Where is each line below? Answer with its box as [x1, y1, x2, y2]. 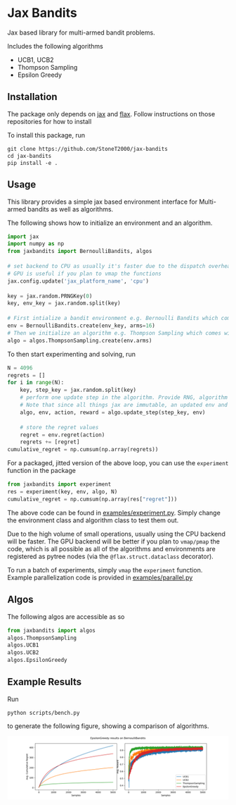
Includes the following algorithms [7, 42, 103, 50]
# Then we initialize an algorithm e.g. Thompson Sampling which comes [7, 329, 221, 336]
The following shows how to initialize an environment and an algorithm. [7, 219, 213, 227]
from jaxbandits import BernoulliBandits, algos [7, 248, 152, 255]
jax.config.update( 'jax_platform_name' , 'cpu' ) [7, 277, 150, 285]
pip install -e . [7, 159, 58, 166]
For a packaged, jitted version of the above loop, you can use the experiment [7, 459, 229, 467]
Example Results [7, 676, 82, 688]
